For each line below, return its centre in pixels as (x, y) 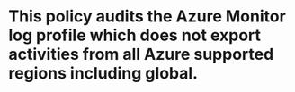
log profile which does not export (135, 35)
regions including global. (103, 74)
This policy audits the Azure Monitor (147, 17)
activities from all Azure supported (141, 54)
